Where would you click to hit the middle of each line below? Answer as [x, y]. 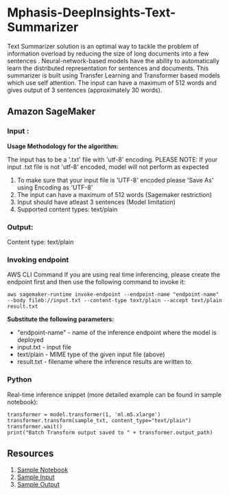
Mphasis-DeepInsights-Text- [92, 13]
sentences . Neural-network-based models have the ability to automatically [113, 60]
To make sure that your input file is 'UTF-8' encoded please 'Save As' [115, 180]
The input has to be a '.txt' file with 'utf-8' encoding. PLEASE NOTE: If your [112, 159]
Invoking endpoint [38, 260]
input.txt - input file [44, 347]
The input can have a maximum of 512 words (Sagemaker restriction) [114, 194]
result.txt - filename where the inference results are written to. [105, 362]
